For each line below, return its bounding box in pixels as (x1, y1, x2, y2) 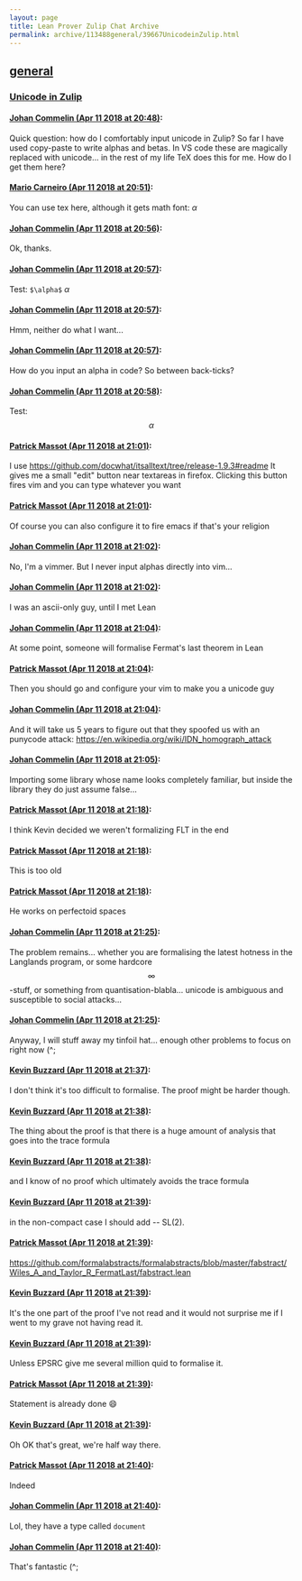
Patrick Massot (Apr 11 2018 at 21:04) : (9, 663, 154, 674)
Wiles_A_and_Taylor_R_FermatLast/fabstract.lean (9, 1266, 192, 1277)
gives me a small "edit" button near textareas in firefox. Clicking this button (9, 470, 288, 481)
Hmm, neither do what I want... (9, 324, 124, 335)
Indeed (9, 1480, 36, 1491)
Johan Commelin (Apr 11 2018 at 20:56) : (9, 223, 163, 234)
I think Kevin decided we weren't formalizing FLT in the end (9, 824, 230, 835)
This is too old (9, 865, 62, 876)
